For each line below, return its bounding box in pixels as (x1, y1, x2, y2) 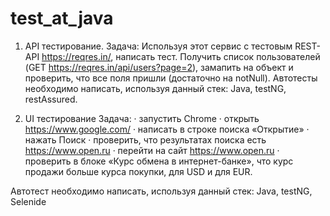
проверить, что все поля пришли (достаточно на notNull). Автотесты (24, 72, 318, 84)
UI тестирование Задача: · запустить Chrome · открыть (24, 112, 260, 124)
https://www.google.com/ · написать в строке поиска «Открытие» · (24, 123, 310, 135)
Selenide (10, 195, 47, 207)
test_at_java (10, 7, 114, 30)
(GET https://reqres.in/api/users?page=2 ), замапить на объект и (24, 61, 294, 73)
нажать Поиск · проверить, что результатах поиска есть (24, 133, 267, 146)
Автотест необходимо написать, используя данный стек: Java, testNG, (10, 185, 313, 197)
